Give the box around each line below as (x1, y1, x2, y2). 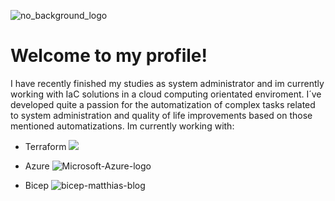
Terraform (24, 140, 67, 152)
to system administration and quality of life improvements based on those (10, 109, 313, 121)
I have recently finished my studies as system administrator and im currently (10, 77, 325, 89)
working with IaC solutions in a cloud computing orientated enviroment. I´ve (10, 88, 322, 100)
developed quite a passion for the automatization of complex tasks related (10, 98, 316, 110)
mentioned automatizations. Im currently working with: (10, 120, 235, 132)
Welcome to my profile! (10, 45, 208, 67)
